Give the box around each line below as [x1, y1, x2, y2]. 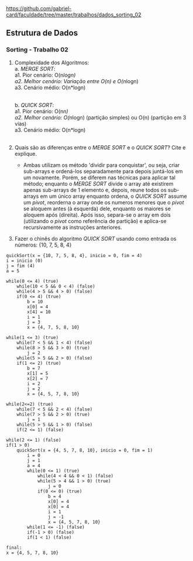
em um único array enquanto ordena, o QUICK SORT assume [40, 193, 187, 200]
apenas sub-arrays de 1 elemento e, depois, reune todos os [23, 186, 167, 193]
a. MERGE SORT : [14, 65, 56, 72]
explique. [14, 150, 37, 157]
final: [6, 545, 22, 550]
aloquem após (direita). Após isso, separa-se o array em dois [23, 211, 171, 218]
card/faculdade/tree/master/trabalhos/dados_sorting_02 [6, 11, 142, 18]
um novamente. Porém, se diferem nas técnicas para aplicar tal [23, 174, 175, 181]
